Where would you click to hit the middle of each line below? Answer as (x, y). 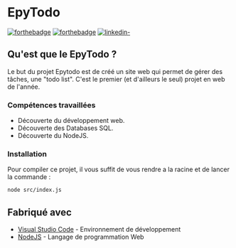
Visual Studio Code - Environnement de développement (99, 230)
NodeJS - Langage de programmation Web (81, 237)
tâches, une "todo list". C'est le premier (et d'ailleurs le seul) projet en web (116, 79)
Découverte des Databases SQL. (65, 128)
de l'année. (24, 87)
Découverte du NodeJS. (53, 136)
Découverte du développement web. (71, 121)
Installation (27, 153)
